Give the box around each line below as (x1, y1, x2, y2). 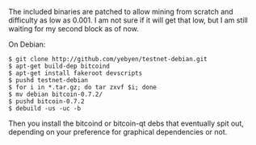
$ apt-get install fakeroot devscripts (8, 69, 143, 77)
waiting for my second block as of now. (8, 24, 139, 33)
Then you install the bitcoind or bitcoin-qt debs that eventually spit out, (8, 118, 245, 128)
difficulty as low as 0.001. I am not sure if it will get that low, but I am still (8, 15, 248, 25)
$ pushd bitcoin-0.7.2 (8, 97, 85, 106)
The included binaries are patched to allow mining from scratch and (8, 7, 234, 16)
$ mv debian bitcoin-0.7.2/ (8, 90, 103, 98)
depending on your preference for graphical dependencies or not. (8, 127, 228, 136)
